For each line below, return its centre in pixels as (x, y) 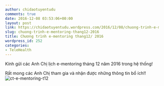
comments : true (20, 14)
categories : (17, 45)
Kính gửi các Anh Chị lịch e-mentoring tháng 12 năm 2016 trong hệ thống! (79, 64)
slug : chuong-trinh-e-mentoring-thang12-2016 (52, 32)
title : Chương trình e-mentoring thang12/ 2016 (54, 37)
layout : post (18, 23)
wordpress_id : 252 (24, 41)
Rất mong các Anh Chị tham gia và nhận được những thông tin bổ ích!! (76, 73)
